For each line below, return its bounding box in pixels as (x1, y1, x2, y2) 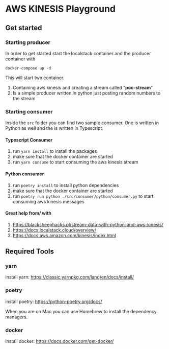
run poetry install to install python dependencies (12, 182, 119, 188)
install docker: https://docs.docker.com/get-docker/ (5, 338, 114, 344)
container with (5, 56, 36, 62)
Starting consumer (5, 108, 53, 115)
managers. (5, 314, 28, 320)
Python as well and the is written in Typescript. (5, 125, 103, 131)
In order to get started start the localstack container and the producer (5, 50, 151, 56)
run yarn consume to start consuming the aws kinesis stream (12, 159, 138, 165)
